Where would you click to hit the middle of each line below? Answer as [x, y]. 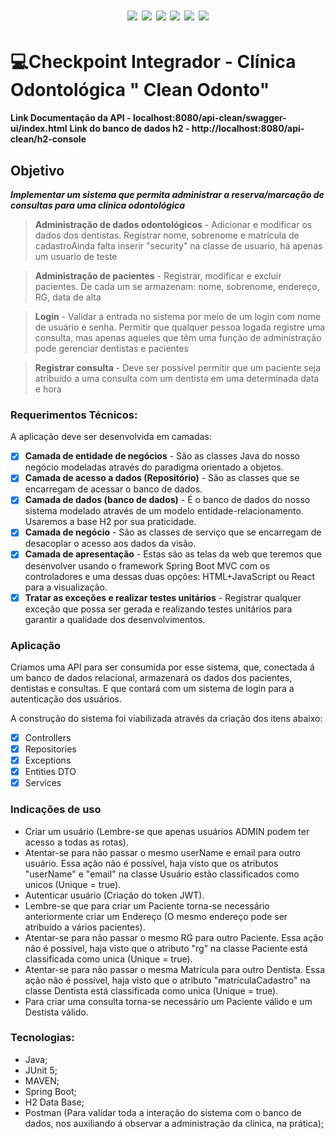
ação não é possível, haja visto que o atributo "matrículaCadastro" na [167, 980]
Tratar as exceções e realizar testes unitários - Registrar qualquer [163, 597]
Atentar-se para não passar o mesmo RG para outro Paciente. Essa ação [174, 937]
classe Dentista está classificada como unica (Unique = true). [151, 990]
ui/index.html [39, 129]
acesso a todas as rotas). [76, 842]
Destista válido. [56, 1012]
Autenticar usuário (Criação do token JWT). [114, 895]
